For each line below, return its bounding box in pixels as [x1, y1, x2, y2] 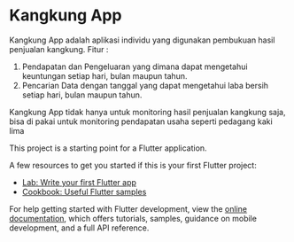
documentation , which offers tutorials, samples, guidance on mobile [9, 213, 257, 223]
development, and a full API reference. [9, 222, 150, 233]
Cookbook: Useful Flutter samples [21, 186, 147, 197]
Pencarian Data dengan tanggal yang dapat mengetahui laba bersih [21, 80, 268, 90]
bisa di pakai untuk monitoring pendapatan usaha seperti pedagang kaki [9, 116, 273, 127]
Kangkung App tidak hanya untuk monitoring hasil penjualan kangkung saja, [9, 106, 286, 117]
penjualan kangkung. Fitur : [9, 43, 109, 54]
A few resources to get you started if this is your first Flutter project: [9, 160, 257, 170]
